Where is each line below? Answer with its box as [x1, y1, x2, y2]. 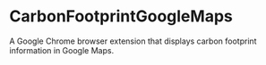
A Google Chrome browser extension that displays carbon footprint [9, 36, 257, 46]
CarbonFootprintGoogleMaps [9, 6, 233, 27]
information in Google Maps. [9, 45, 115, 55]
